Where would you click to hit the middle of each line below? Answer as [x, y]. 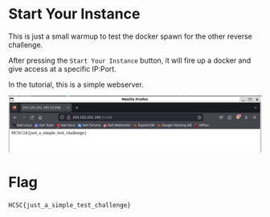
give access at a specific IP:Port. [62, 68]
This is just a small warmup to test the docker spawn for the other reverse [131, 36]
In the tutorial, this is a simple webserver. [76, 84]
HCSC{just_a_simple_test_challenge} [70, 206]
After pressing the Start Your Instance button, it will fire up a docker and [130, 60]
